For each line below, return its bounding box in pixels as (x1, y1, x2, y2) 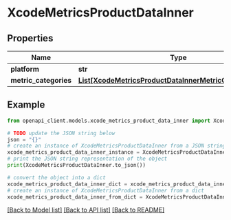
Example (7, 99, 45, 111)
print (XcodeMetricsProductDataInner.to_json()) (7, 162, 146, 169)
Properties (7, 32, 54, 44)
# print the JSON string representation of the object (7, 155, 168, 163)
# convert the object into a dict (7, 174, 107, 181)
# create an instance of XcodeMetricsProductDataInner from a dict (7, 187, 205, 194)
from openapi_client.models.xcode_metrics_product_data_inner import (7, 117, 211, 124)
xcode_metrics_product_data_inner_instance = (7, 149, 140, 156)
